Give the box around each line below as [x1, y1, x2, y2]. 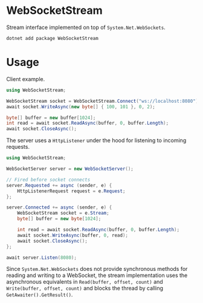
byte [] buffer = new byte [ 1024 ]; [17, 216, 101, 222]
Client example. [6, 75, 45, 82]
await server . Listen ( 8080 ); [6, 255, 77, 261]
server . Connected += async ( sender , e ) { [6, 204, 112, 210]
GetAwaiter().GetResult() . [6, 291, 73, 298]
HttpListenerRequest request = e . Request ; [17, 188, 126, 194]
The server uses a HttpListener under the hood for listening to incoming [6, 137, 187, 144]
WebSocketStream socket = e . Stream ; [17, 210, 110, 217]
